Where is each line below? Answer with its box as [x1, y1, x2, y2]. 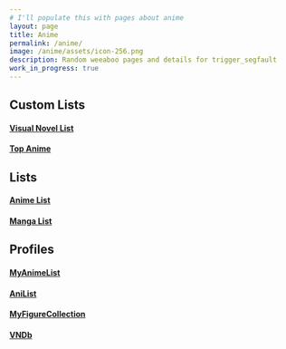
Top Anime [9, 143, 52, 154]
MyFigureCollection [9, 309, 86, 320]
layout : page [9, 22, 59, 31]
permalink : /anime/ [9, 38, 83, 48]
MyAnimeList [9, 267, 61, 278]
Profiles [9, 242, 54, 257]
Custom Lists [9, 97, 86, 113]
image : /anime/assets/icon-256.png [9, 47, 144, 56]
